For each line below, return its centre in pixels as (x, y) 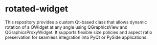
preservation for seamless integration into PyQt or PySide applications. (76, 37)
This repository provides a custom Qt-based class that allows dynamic (76, 22)
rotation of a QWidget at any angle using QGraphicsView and (67, 27)
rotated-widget (37, 9)
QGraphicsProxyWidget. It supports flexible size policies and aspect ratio (79, 32)
